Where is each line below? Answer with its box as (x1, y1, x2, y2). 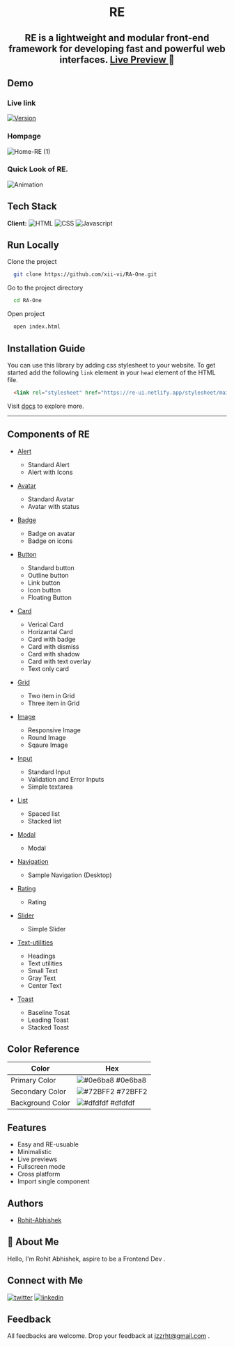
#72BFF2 (116, 1087, 148, 1096)
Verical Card (27, 620, 64, 629)
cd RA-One (13, 297, 42, 304)
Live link (7, 98, 36, 108)
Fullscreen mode (17, 1163, 66, 1171)
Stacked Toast (27, 1023, 70, 1031)
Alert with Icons (27, 468, 73, 476)
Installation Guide (7, 342, 86, 354)
